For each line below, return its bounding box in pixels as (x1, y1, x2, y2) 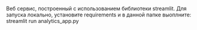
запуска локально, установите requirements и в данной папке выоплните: (6, 11, 192, 18)
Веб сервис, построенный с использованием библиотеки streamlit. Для (6, 5, 187, 12)
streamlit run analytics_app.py (6, 18, 79, 24)
